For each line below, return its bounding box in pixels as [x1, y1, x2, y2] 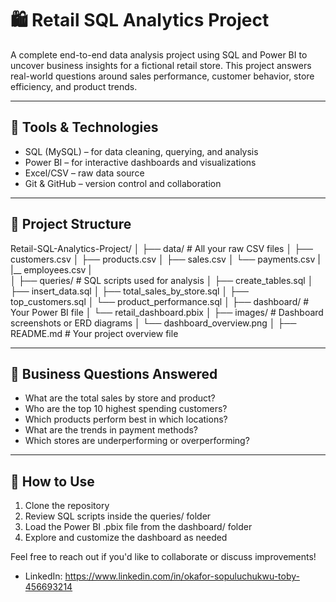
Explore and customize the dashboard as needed [24, 532, 228, 544]
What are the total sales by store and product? [24, 392, 216, 404]
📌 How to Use [10, 473, 95, 490]
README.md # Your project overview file [10, 327, 179, 339]
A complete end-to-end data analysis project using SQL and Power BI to [10, 48, 308, 61]
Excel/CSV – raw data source [24, 167, 145, 179]
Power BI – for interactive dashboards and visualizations [24, 156, 257, 168]
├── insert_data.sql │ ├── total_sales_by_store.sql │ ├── [10, 285, 249, 297]
